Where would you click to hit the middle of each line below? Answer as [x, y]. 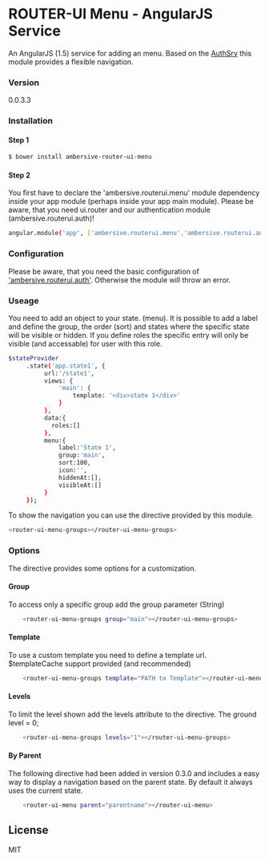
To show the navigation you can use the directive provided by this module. [131, 515]
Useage [24, 300]
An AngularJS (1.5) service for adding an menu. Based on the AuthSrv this [130, 53]
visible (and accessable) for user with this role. [85, 343]
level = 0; [24, 722]
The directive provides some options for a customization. [102, 568]
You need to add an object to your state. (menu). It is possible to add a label [133, 318]
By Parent [25, 756]
